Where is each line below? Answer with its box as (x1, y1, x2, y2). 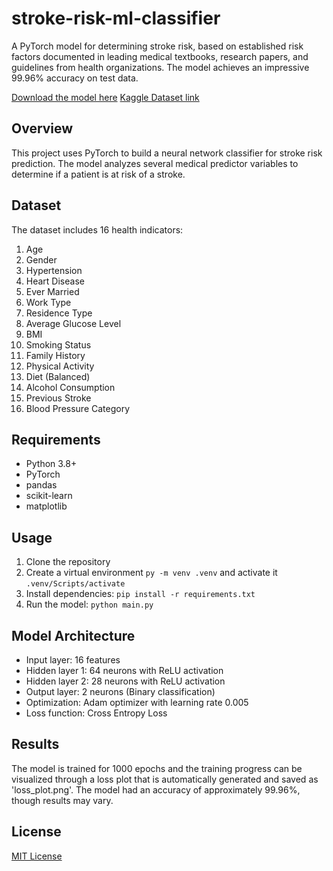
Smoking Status (25, 338, 92, 351)
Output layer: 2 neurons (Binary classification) (25, 686, 216, 697)
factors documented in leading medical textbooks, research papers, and (11, 50, 309, 62)
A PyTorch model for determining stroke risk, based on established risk (11, 40, 304, 52)
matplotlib (25, 500, 68, 512)
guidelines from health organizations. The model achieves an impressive (11, 61, 310, 73)
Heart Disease (25, 275, 85, 287)
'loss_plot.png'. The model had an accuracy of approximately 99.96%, (11, 783, 301, 796)
